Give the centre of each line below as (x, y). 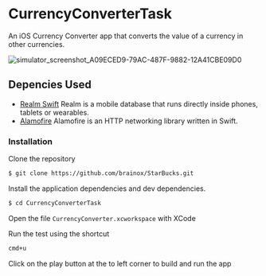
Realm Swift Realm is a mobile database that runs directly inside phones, (139, 103)
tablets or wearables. (54, 112)
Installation (31, 142)
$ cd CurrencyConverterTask (55, 203)
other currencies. (37, 44)
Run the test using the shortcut (59, 233)
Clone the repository (42, 159)
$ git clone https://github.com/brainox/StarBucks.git (101, 173)
